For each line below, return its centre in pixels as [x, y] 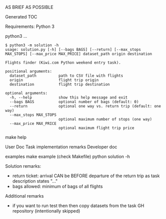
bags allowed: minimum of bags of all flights [57, 186]
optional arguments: [27, 93]
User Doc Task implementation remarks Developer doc [61, 147]
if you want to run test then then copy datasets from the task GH [78, 206]
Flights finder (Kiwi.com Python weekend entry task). [63, 63]
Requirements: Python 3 [30, 26]
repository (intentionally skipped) [46, 211]
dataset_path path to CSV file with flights [66, 76]
